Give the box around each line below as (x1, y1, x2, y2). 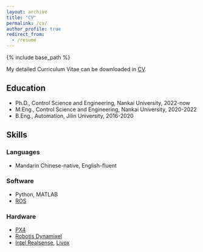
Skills (6, 130, 27, 140)
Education (6, 83, 46, 94)
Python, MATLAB (15, 191, 58, 198)
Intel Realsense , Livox (15, 239, 70, 247)
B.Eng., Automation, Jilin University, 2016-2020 (15, 112, 134, 119)
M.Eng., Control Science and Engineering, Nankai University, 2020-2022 (15, 106, 198, 113)
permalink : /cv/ (6, 20, 47, 26)
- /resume (12, 37, 36, 43)
